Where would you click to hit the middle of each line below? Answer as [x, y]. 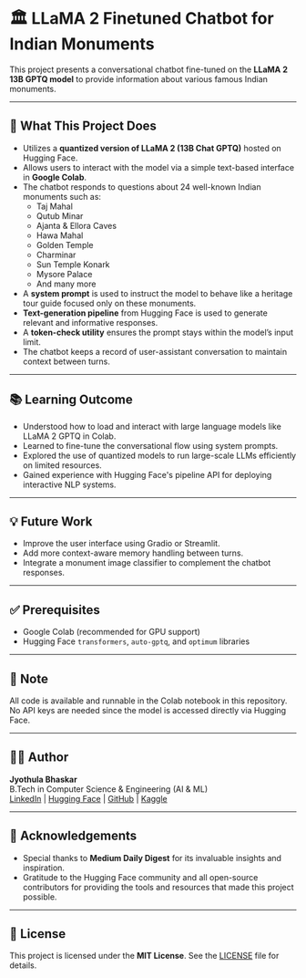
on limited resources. [62, 465]
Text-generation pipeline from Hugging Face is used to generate [145, 313]
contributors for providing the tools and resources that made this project [158, 887]
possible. [40, 897]
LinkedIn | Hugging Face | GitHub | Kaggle [88, 798]
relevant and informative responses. [90, 322]
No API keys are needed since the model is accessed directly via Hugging [148, 710]
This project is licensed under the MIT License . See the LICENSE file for [144, 956]
